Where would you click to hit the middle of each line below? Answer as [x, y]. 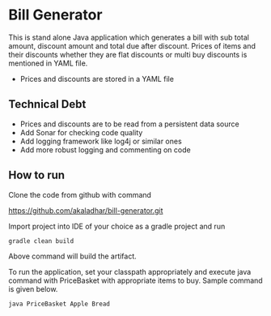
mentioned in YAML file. [48, 63]
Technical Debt [47, 104]
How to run [37, 175]
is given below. [33, 288]
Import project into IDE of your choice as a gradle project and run [117, 226]
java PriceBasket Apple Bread [59, 304]
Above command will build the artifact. [73, 256]
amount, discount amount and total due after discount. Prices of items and [132, 45]
